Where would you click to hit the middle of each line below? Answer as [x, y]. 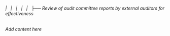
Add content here [24, 29]
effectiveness [20, 13]
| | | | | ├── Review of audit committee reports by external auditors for [85, 8]
